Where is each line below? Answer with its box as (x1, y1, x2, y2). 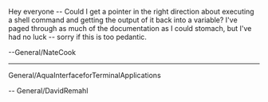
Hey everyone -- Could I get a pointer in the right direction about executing (8, 7, 254, 16)
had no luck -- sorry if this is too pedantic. (8, 32, 148, 41)
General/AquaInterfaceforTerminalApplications (8, 71, 161, 80)
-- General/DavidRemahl (8, 86, 89, 95)
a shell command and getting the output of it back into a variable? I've (8, 15, 238, 25)
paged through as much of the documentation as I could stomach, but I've (8, 24, 252, 33)
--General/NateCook (8, 48, 77, 57)
